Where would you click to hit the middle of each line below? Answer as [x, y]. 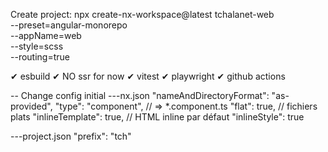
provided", [31, 106]
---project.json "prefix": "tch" [71, 136]
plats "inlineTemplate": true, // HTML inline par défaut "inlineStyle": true [157, 117]
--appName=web [46, 35]
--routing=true [40, 57]
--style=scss [37, 46]
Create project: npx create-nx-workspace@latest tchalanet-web [142, 14]
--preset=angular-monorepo [69, 25]
